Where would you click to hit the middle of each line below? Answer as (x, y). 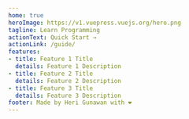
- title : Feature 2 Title (50, 74)
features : (24, 52)
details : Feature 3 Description (69, 96)
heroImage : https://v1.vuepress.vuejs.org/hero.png (94, 23)
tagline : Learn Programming (54, 30)
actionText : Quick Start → (52, 37)
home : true (26, 15)
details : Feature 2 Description (69, 81)
